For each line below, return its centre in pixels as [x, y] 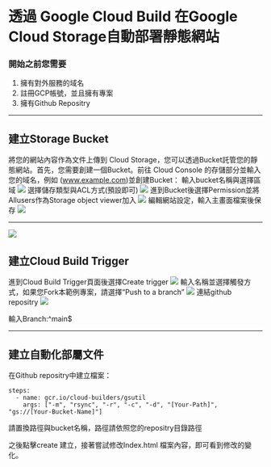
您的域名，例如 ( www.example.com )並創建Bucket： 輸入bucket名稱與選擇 [131, 180]
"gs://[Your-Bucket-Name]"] [56, 412]
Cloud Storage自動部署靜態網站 [114, 37]
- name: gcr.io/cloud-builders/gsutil [81, 398]
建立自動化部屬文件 [56, 354]
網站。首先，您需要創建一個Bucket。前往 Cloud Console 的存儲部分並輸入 [138, 170]
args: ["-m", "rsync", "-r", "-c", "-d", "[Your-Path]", [121, 405]
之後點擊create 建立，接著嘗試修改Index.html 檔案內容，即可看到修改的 [127, 444]
